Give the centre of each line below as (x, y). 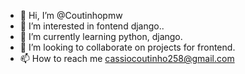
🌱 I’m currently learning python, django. (101, 36)
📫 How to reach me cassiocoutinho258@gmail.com (127, 58)
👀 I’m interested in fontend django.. (92, 26)
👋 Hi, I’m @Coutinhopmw (71, 15)
